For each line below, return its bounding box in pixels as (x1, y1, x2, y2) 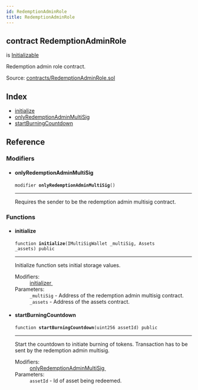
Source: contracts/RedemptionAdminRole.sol (6, 74, 115, 81)
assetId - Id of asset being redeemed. (29, 377, 122, 384)
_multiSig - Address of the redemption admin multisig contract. (29, 291, 184, 299)
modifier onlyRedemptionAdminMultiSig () (14, 182, 115, 188)
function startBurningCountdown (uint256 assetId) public (14, 325, 158, 330)
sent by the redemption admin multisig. (14, 346, 110, 354)
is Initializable (6, 51, 39, 59)
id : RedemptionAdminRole (6, 8, 67, 15)
